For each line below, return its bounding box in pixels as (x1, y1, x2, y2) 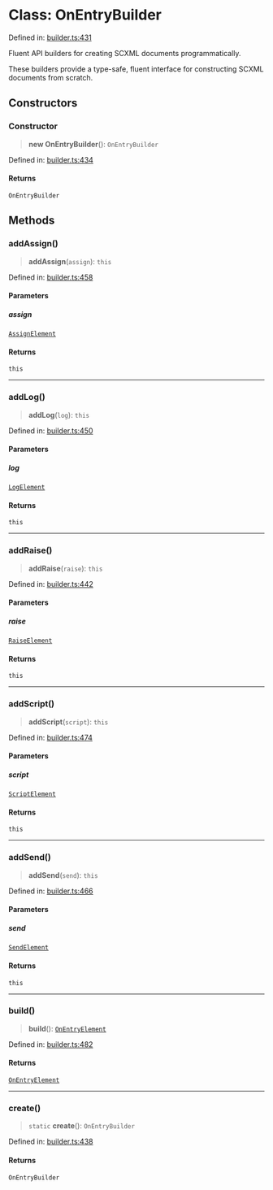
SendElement (8, 944, 49, 952)
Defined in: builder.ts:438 (8, 1136, 93, 1147)
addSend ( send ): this (28, 870, 99, 879)
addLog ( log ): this (28, 410, 90, 419)
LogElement (8, 484, 45, 492)
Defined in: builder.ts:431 (8, 33, 92, 42)
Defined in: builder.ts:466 (8, 886, 93, 896)
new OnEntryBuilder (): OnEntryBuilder (28, 139, 158, 149)
